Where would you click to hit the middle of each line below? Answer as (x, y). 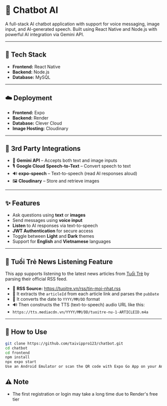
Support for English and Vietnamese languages (61, 241)
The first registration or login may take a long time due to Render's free (85, 394)
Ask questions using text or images (49, 215)
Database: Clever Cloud (37, 123)
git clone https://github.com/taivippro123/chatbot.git (64, 343)
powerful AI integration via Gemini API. (45, 34)
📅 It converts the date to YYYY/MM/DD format (56, 299)
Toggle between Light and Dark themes (53, 236)
